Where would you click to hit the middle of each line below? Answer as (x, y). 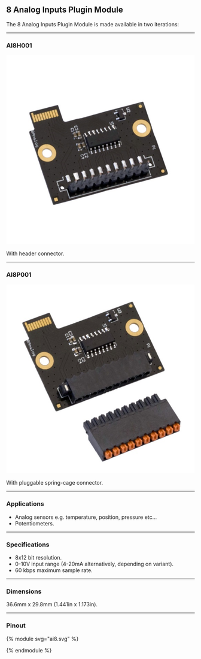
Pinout (16, 625)
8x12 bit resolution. (38, 557)
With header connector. (35, 253)
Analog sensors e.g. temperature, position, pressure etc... (86, 517)
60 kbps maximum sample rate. (54, 570)
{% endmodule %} (29, 650)
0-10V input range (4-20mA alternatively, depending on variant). (94, 564)
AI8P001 (19, 275)
